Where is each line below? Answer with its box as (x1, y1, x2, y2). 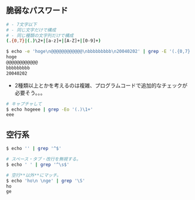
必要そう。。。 (14, 89, 46, 96)
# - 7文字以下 (6, 21, 37, 28)
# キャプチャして (6, 101, 42, 107)
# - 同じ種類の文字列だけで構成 (6, 32, 74, 38)
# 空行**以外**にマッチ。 (6, 172, 62, 178)
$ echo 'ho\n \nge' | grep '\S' (6, 178, 85, 184)
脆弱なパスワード (6, 5, 68, 16)
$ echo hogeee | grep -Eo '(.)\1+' (6, 106, 93, 112)
